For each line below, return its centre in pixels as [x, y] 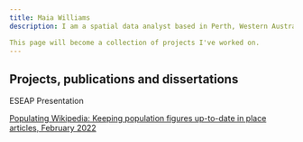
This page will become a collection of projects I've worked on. [134, 43]
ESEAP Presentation [46, 101]
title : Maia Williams [50, 18]
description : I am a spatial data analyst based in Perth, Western [139, 26]
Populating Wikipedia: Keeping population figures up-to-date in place [138, 118]
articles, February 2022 [53, 128]
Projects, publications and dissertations [124, 79]
